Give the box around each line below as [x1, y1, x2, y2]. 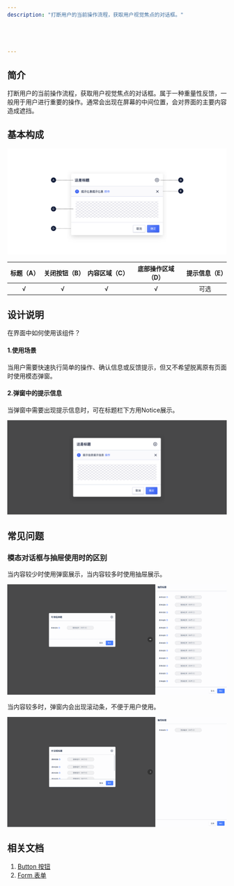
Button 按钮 [17, 862, 51, 871]
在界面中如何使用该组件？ [7, 329, 81, 337]
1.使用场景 [7, 346, 37, 355]
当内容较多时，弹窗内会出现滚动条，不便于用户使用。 [7, 702, 160, 711]
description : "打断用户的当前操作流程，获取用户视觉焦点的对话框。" [7, 11, 184, 18]
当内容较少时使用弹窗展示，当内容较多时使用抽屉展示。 [7, 570, 166, 579]
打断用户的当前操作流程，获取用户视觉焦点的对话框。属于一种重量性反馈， [7, 89, 221, 97]
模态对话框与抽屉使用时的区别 [7, 552, 108, 562]
